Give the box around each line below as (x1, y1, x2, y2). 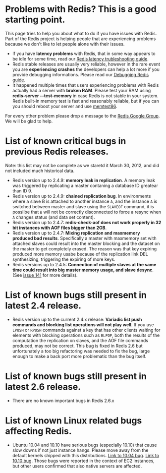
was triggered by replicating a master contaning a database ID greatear (12, 182, 159, 188)
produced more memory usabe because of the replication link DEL (12, 251, 148, 257)
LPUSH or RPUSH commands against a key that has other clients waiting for (12, 327, 161, 333)
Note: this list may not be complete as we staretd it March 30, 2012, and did (5, 162, 160, 168)
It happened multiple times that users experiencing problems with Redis (12, 82, 159, 88)
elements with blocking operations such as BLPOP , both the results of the (12, 332, 160, 338)
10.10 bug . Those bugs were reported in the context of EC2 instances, (12, 458, 155, 464)
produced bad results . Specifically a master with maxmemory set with (12, 235, 157, 241)
